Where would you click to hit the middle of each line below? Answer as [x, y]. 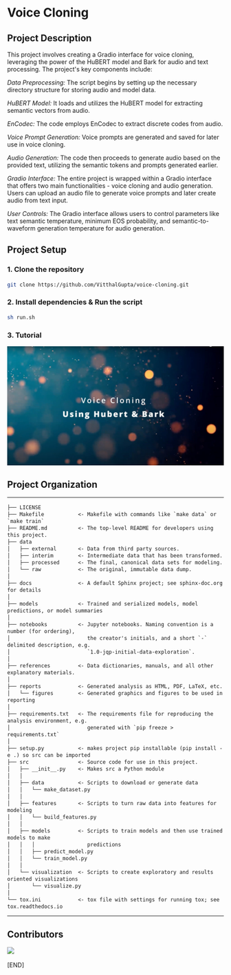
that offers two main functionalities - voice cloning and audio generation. [110, 186]
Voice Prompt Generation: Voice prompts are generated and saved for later [113, 137]
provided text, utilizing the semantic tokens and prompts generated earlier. [113, 165]
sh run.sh [21, 317]
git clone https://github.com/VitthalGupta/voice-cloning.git [98, 285]
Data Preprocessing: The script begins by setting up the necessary [102, 83]
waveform [21, 228]
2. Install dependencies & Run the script [75, 302]
